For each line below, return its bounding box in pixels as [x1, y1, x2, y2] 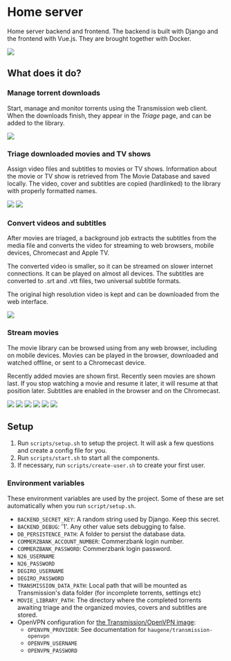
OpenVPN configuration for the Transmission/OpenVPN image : [17, 617, 196, 626]
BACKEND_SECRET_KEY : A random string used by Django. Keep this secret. [17, 515, 221, 523]
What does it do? [7, 67, 82, 80]
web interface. [7, 298, 48, 306]
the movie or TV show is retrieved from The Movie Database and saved [7, 172, 210, 180]
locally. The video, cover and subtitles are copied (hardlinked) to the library [7, 179, 221, 188]
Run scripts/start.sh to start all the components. [17, 454, 160, 462]
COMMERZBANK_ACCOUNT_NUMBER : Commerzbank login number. [17, 537, 185, 545]
